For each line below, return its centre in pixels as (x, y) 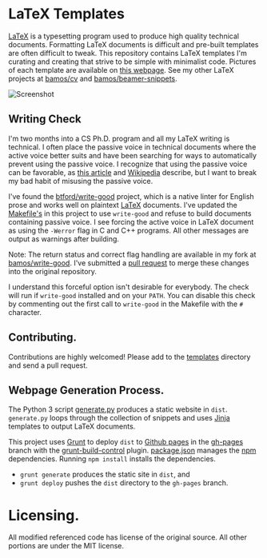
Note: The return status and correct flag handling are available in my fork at (132, 254)
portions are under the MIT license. (66, 546)
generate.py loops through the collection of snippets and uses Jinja (119, 418)
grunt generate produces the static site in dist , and (105, 474)
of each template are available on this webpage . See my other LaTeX (121, 70)
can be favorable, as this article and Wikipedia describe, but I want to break (133, 172)
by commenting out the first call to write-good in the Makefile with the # (126, 304)
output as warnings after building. (64, 239)
